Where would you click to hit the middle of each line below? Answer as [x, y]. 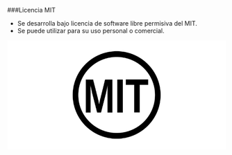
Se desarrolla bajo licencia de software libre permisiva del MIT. [107, 23]
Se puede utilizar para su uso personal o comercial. [91, 31]
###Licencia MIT [31, 10]
